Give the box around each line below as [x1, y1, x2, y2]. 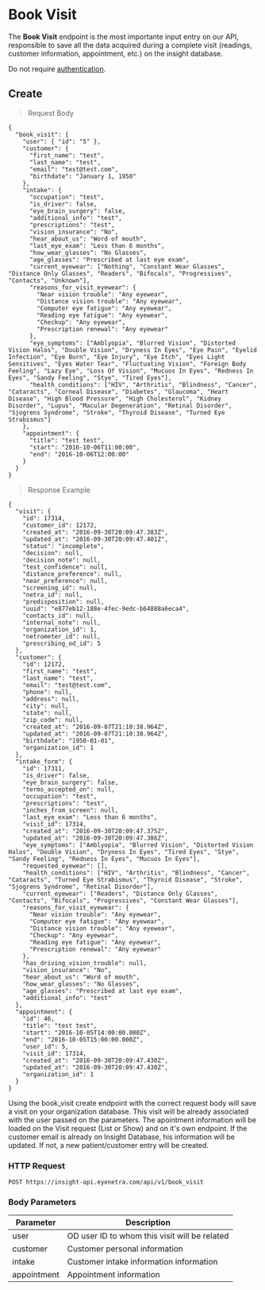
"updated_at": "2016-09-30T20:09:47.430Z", [22, 1063, 169, 1072]
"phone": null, [22, 688, 73, 696]
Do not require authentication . [8, 64, 106, 73]
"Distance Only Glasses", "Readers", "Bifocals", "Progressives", [8, 269, 232, 277]
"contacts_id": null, [22, 612, 94, 620]
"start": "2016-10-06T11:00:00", [29, 443, 140, 451]
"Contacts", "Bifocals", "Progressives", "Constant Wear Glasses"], [8, 896, 240, 905]
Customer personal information [67, 1243, 184, 1254]
